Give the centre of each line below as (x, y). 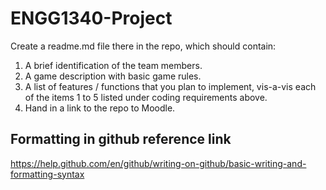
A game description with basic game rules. (113, 76)
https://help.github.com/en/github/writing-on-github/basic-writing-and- (158, 163)
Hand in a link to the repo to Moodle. (100, 108)
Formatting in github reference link (121, 139)
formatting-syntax (47, 174)
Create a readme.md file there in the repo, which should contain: (143, 46)
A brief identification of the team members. (113, 65)
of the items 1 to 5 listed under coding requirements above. (146, 97)
